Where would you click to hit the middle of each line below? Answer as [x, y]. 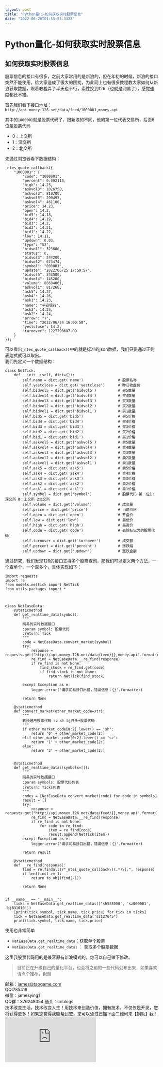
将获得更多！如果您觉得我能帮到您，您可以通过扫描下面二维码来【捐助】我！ [81, 1014]
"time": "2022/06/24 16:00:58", [55, 322]
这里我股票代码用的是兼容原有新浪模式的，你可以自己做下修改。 [69, 957]
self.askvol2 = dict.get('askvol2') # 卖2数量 [79, 458]
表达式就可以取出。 [24, 355]
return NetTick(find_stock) [77, 676]
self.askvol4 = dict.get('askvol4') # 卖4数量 [79, 448]
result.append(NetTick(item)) [79, 835]
